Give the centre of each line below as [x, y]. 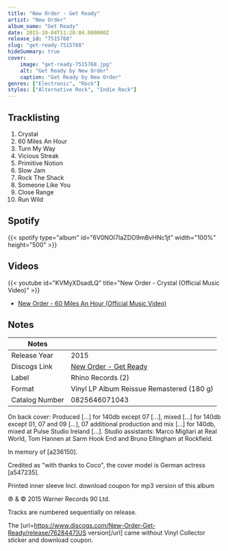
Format [23, 389]
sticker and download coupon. [51, 540]
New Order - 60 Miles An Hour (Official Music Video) [92, 303]
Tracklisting [34, 117]
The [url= [21, 526]
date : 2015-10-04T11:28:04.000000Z [59, 33]
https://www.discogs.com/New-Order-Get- [95, 526]
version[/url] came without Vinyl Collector [147, 533]
